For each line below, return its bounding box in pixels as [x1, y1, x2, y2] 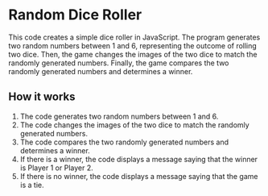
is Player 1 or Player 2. [19, 163, 94, 173]
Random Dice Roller [8, 6, 142, 24]
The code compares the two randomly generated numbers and [19, 137, 229, 147]
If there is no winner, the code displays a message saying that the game [19, 171, 258, 181]
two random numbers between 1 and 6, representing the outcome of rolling [8, 40, 258, 50]
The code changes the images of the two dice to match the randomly [19, 119, 249, 130]
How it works [8, 90, 76, 104]
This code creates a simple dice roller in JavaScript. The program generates [8, 32, 261, 42]
